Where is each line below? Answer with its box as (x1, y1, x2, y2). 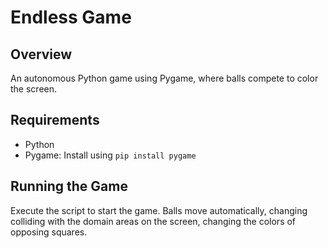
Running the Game (10, 178, 128, 195)
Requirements (10, 112, 100, 129)
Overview (10, 46, 73, 63)
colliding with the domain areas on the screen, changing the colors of (10, 215, 297, 227)
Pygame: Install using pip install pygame (24, 149, 197, 161)
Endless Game (10, 6, 132, 29)
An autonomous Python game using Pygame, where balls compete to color (10, 72, 319, 84)
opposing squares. (10, 226, 88, 238)
